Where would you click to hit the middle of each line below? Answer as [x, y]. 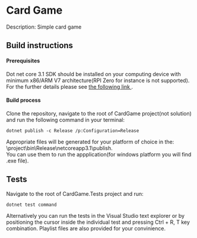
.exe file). [18, 161]
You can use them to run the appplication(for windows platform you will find [99, 154]
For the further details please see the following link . [70, 86]
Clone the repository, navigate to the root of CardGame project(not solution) [99, 113]
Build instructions [39, 46]
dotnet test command [32, 205]
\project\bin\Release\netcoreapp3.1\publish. [59, 148]
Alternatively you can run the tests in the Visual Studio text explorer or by [96, 215]
